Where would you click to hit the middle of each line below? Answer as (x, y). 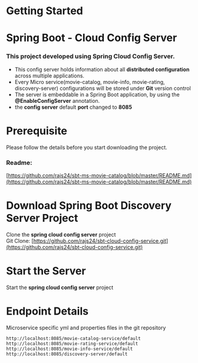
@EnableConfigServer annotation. (57, 101)
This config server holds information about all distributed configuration (102, 69)
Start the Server (46, 271)
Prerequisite (37, 131)
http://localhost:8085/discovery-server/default (67, 354)
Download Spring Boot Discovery (89, 206)
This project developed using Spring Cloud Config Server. (90, 56)
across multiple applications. (49, 76)
